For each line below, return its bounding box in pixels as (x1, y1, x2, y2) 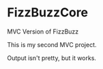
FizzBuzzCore (7, 5, 89, 20)
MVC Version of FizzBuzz (7, 27, 79, 36)
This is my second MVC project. (7, 40, 97, 49)
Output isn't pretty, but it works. (7, 53, 97, 62)
